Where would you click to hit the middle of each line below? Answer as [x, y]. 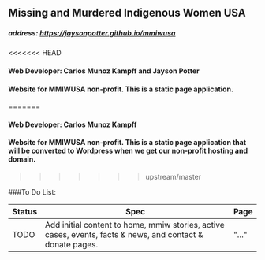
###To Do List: [32, 191]
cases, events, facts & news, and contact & [124, 234]
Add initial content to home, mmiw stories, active [134, 225]
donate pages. [71, 244]
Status [25, 211]
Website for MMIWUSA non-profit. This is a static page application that [127, 143]
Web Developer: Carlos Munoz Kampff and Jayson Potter [104, 71]
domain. [22, 159]
